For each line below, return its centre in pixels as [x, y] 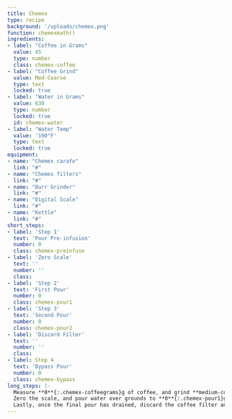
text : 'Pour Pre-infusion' [52, 238]
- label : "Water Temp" [40, 129]
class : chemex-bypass [45, 379]
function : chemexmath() [41, 33]
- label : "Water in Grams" [46, 97]
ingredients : [26, 39]
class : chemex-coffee [45, 65]
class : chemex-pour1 [43, 302]
